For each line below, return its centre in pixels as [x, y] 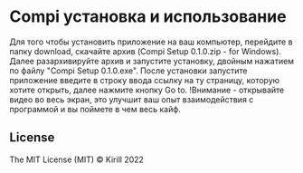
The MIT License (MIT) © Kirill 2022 [77, 159]
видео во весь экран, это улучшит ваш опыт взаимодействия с [132, 99]
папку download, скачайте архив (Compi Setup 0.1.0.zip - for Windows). [146, 51]
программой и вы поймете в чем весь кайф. [95, 109]
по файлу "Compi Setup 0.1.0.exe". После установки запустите [128, 71]
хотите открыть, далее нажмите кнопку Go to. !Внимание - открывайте [147, 90]
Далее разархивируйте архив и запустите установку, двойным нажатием [152, 61]
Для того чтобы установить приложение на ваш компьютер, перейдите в [151, 42]
